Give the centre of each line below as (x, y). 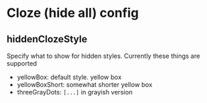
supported (22, 63)
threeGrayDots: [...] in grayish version (74, 92)
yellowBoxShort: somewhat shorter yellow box (85, 85)
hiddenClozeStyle (47, 39)
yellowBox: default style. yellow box (69, 77)
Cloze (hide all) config (73, 13)
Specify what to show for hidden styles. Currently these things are (103, 56)
